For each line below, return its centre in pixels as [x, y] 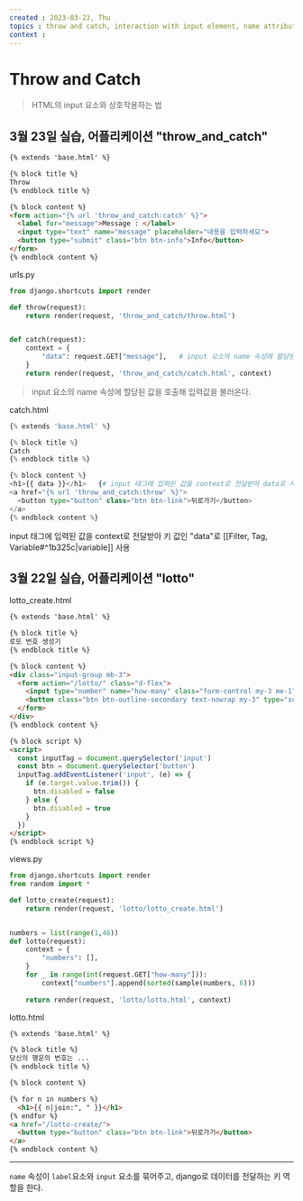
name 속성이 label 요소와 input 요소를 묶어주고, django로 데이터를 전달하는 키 [145, 1177]
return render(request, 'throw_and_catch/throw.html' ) [131, 316]
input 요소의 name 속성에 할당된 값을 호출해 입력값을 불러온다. [141, 391]
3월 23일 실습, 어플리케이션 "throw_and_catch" [139, 136]
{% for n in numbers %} [54, 1099]
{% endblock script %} [52, 842]
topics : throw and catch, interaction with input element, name [134, 26]
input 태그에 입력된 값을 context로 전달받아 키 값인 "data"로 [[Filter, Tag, [138, 536]
